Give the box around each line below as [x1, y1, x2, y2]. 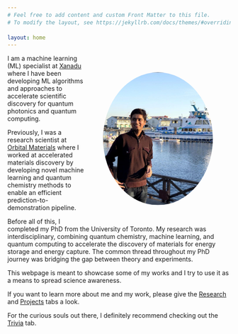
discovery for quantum [7, 99, 74, 108]
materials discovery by [7, 158, 74, 167]
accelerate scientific [7, 92, 67, 101]
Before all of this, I [7, 217, 61, 226]
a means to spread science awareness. [7, 277, 122, 285]
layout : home [7, 34, 46, 41]
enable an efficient [7, 189, 62, 197]
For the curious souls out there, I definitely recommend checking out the [7, 311, 218, 320]
